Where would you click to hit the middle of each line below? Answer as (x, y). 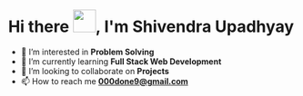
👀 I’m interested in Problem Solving (87, 52)
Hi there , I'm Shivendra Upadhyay (151, 27)
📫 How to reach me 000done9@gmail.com (105, 81)
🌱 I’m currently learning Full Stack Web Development (121, 61)
